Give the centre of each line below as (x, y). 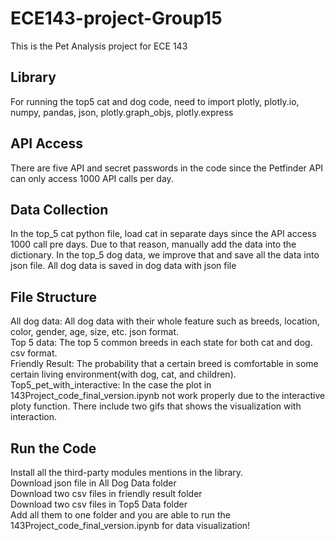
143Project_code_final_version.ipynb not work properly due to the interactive (168, 396)
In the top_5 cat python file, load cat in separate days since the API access (163, 234)
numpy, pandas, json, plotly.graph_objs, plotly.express (122, 112)
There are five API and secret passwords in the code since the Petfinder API (167, 168)
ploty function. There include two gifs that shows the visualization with (156, 406)
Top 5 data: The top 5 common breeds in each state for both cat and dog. (161, 343)
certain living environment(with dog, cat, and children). (123, 374)
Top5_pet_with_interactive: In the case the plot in (111, 385)
